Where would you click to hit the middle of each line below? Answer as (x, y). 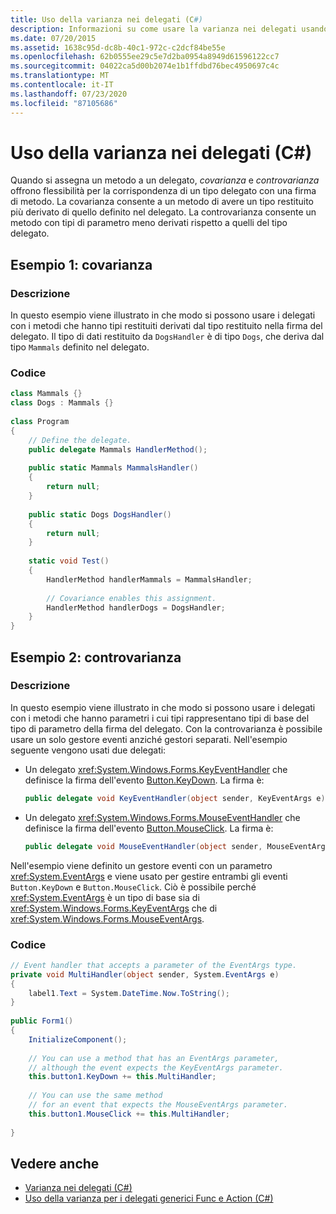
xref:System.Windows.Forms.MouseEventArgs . (107, 918)
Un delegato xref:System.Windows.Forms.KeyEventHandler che (156, 769)
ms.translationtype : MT (60, 76)
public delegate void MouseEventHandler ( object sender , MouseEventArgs (177, 846)
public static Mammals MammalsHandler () (113, 468)
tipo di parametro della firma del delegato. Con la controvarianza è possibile (166, 728)
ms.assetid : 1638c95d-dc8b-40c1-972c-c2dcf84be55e (118, 47)
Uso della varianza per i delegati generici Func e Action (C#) (149, 1198)
